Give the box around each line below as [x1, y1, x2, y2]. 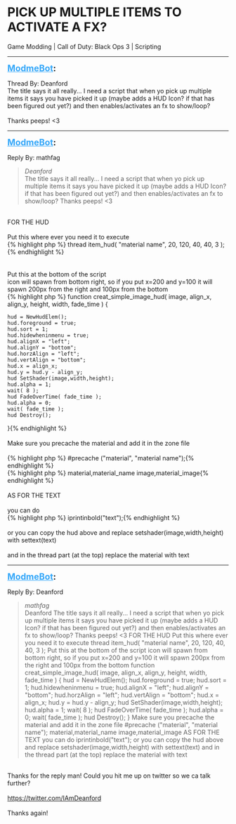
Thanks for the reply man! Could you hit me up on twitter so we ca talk [7, 771, 211, 780]
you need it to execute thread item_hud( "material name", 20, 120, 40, [24, 638, 225, 646]
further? [7, 778, 31, 787]
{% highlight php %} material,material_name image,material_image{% [7, 468, 209, 477]
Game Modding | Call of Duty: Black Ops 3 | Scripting [7, 42, 162, 51]
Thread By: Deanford [7, 79, 68, 88]
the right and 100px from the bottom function [24, 660, 155, 669]
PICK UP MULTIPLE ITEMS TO [7, 4, 182, 20]
